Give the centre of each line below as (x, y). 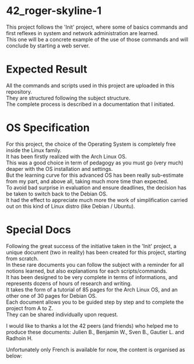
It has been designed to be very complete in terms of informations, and (92, 277)
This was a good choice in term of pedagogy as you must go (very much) (95, 163)
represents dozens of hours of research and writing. (69, 283)
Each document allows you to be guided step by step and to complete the (95, 302)
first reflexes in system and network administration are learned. (83, 33)
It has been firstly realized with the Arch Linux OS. (67, 156)
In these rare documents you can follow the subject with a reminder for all (95, 265)
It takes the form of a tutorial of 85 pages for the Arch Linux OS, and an (92, 289)
